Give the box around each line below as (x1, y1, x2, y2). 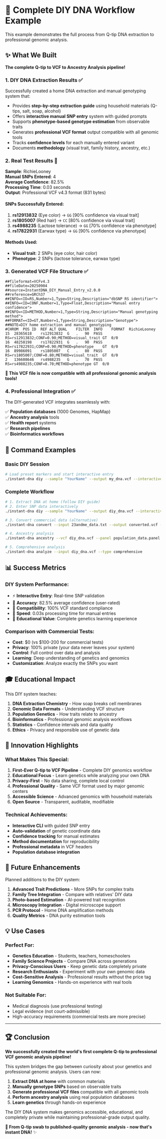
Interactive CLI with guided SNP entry (12, 823, 90, 829)
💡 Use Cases (5, 927, 45, 935)
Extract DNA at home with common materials (12, 1079, 105, 1084)
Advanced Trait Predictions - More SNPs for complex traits (12, 886, 134, 892)
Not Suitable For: (5, 992, 46, 999)
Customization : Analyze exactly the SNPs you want (12, 660, 118, 666)
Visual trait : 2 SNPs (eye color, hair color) (12, 250, 98, 256)
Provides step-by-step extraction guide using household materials (12, 103, 150, 109)
